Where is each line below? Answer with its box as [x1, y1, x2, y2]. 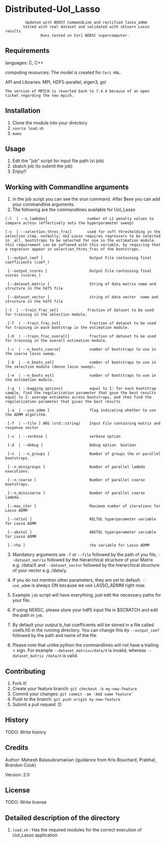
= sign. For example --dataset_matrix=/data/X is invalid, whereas [12, 647, 147, 653]
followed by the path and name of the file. [12, 632, 98, 638]
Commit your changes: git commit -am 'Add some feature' [12, 691, 134, 697]
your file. [12, 597, 31, 603]
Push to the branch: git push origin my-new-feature [12, 696, 120, 702]
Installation [5, 106, 41, 115]
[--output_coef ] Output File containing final [7, 255, 152, 261]
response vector [5, 425, 39, 430]
